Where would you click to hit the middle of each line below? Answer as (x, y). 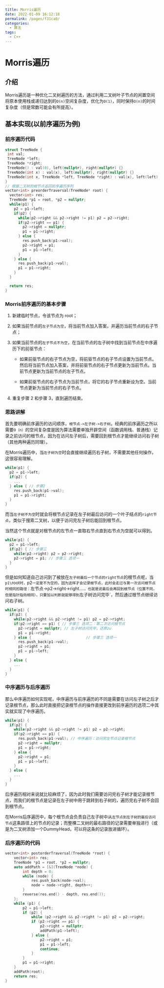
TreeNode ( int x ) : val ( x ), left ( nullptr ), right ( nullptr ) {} (71, 172)
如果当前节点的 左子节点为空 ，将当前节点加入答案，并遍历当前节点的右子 (83, 326)
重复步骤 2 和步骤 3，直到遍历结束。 (49, 398)
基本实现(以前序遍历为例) (43, 124)
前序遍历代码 (20, 139)
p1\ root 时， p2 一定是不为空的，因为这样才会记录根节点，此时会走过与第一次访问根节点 (81, 583)
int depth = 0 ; (38, 871)
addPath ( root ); (29, 972)
